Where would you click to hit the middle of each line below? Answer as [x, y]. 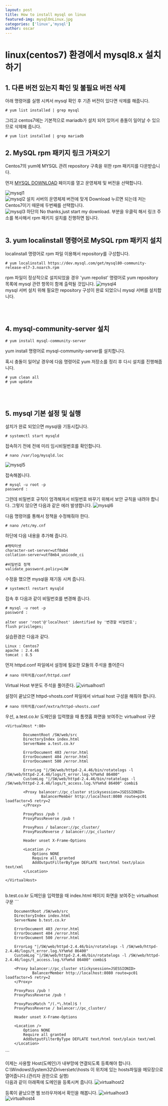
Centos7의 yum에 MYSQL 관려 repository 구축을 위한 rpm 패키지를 [72, 166]
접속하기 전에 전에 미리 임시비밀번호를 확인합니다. [53, 446]
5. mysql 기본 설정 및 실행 [43, 413]
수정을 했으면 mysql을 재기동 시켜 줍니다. [46, 579]
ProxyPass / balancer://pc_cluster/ [61, 828]
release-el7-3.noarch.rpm [32, 267]
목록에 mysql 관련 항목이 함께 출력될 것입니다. [50, 284]
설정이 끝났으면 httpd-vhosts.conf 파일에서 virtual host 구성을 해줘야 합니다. [81, 696]
